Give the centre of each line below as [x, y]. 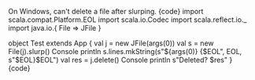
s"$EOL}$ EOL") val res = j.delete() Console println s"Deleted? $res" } [120, 60]
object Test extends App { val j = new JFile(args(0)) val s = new [111, 43]
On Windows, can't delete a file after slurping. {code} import [106, 11]
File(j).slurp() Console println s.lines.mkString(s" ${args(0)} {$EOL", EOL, [125, 51]
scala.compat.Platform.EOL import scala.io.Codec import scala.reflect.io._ [128, 20]
